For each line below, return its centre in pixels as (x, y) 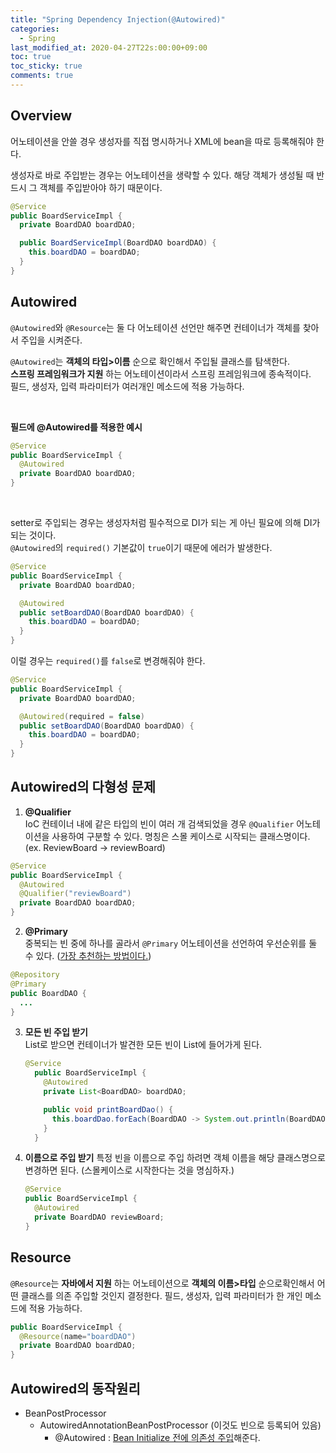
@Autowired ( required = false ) (82, 716)
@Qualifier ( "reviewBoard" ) (75, 894)
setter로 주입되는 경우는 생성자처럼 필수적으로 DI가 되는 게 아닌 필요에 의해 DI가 (165, 522)
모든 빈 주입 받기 (56, 1032)
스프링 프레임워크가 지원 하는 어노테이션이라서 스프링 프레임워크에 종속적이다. (161, 373)
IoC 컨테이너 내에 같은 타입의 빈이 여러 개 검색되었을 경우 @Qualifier (159, 823)
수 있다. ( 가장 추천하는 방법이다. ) (88, 956)
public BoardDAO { (48, 993)
